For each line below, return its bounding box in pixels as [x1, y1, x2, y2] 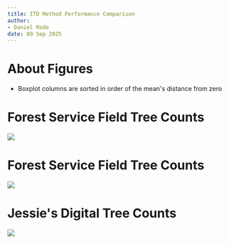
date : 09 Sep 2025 [7, 30, 62, 38]
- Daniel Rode [7, 23, 50, 31]
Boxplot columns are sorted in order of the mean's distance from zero [17, 85, 223, 93]
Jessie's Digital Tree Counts [7, 206, 176, 221]
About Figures [7, 61, 94, 77]
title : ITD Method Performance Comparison [7, 10, 135, 18]
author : [7, 17, 31, 24]
